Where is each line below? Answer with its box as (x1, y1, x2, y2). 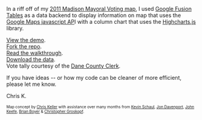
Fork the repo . (6, 43, 42, 50)
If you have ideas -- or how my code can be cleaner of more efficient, (6, 74, 182, 81)
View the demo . (6, 37, 46, 43)
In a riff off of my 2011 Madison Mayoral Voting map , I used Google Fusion (6, 5, 192, 12)
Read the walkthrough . (6, 49, 63, 57)
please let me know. (6, 80, 57, 88)
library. (6, 24, 24, 32)
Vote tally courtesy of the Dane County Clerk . (6, 62, 121, 69)
